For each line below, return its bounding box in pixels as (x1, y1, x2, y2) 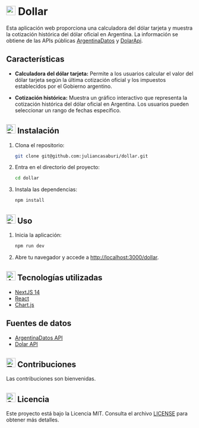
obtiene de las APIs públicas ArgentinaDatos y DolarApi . (6, 37, 143, 44)
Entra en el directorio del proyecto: (14, 164, 100, 171)
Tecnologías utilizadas (17, 272, 103, 283)
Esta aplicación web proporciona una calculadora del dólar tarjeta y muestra (6, 24, 193, 31)
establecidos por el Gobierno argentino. (14, 83, 112, 90)
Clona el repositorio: (14, 141, 65, 148)
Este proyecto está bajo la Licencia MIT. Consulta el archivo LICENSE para (6, 410, 188, 417)
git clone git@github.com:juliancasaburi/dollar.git (14, 153, 149, 159)
